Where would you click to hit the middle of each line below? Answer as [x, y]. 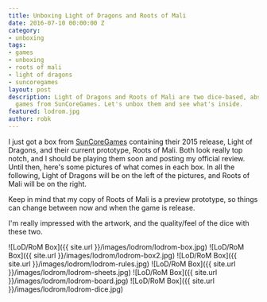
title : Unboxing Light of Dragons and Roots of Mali [97, 15]
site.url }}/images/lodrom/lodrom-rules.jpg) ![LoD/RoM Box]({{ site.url [122, 264]
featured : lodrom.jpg [44, 112]
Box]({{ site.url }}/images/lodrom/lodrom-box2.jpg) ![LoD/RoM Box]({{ [123, 255]
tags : [17, 45]
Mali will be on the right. [48, 184]
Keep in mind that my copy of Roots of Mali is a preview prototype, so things [133, 199]
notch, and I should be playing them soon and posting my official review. [127, 158]
